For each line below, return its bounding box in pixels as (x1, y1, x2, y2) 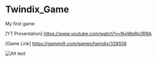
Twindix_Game (5, 4, 69, 15)
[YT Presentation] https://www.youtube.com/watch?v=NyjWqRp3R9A (5, 30, 152, 36)
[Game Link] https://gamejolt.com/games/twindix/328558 (5, 40, 127, 47)
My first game (5, 21, 35, 27)
